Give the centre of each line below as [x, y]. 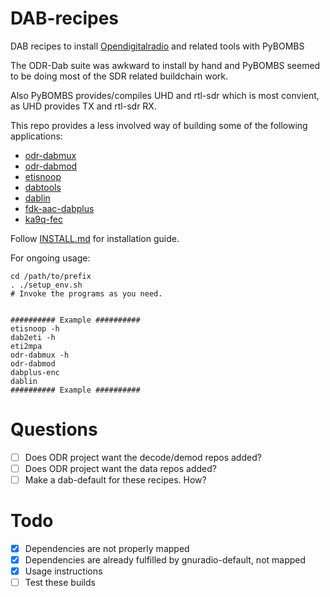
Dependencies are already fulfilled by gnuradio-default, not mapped [165, 560]
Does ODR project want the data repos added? [120, 468]
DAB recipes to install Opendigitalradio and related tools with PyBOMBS [157, 46]
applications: [36, 136]
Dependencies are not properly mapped [107, 548]
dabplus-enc [35, 372]
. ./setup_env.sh [46, 285]
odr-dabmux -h [40, 355]
